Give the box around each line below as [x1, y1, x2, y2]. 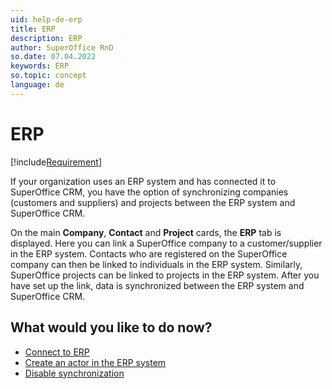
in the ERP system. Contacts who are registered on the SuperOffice [10, 247, 288, 260]
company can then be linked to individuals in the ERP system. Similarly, [10, 258, 303, 270]
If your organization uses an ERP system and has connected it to [10, 175, 277, 187]
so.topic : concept [10, 71, 87, 81]
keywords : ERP [10, 61, 70, 71]
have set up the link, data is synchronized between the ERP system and [10, 279, 305, 291]
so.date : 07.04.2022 [10, 52, 97, 62]
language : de [10, 80, 65, 90]
